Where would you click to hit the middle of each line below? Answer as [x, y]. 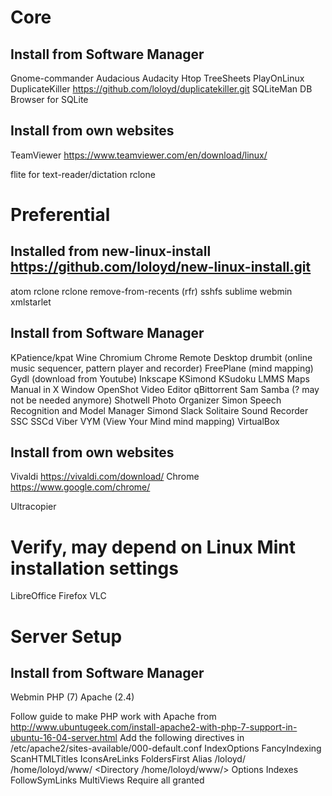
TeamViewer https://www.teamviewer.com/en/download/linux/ [139, 155]
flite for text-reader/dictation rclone [83, 174]
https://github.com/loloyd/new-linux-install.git [161, 267]
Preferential [60, 215]
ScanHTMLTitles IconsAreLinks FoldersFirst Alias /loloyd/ [128, 759]
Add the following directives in [182, 738]
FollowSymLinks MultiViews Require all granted [107, 780]
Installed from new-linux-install [111, 251]
